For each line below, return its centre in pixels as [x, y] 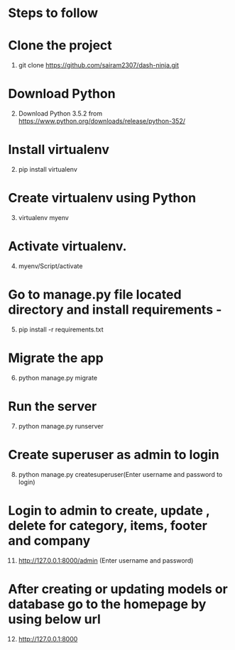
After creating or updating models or [118, 589]
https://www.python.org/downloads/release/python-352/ [102, 121]
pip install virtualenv [48, 169]
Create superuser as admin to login [114, 455]
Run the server [53, 406]
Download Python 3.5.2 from [60, 114]
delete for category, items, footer [108, 525]
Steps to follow [53, 13]
